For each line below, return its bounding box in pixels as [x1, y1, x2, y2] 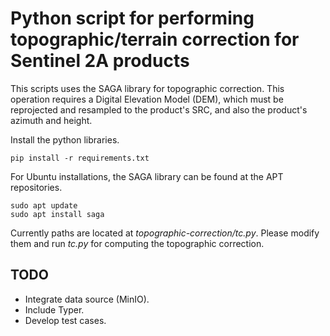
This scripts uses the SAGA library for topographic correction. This [10, 82, 285, 94]
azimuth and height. [10, 114, 93, 126]
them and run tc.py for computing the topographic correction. [10, 237, 265, 249]
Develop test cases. [24, 314, 107, 326]
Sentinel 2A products [10, 50, 190, 72]
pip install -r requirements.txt [10, 153, 150, 163]
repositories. [10, 181, 63, 193]
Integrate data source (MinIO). [24, 293, 150, 305]
